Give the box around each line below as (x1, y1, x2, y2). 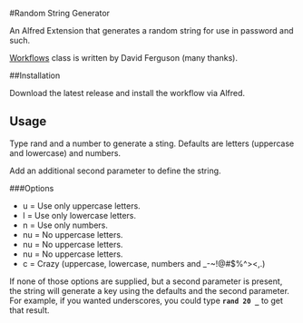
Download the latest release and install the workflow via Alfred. (9, 88, 246, 98)
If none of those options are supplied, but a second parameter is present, (9, 276, 283, 287)
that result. (9, 304, 50, 316)
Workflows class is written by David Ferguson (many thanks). (9, 53, 239, 63)
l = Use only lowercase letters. (22, 210, 137, 220)
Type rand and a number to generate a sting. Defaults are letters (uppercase (9, 138, 295, 149)
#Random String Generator (9, 8, 111, 18)
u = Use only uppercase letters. (22, 200, 141, 211)
